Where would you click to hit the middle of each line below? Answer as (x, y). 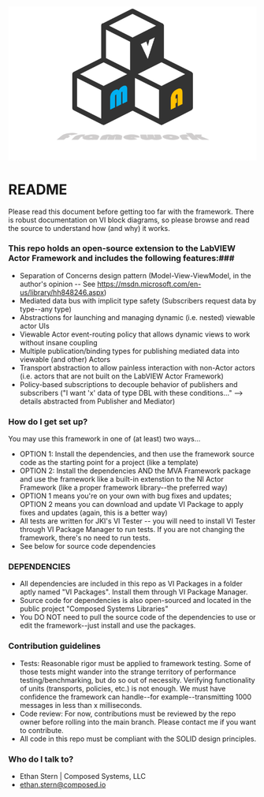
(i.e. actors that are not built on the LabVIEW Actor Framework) (122, 376)
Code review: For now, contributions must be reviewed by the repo (128, 713)
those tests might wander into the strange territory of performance (128, 672)
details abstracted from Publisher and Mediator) (97, 401)
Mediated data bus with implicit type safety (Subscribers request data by (138, 300)
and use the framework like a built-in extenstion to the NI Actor (121, 479)
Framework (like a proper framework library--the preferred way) (124, 488)
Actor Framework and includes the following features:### (121, 259)
